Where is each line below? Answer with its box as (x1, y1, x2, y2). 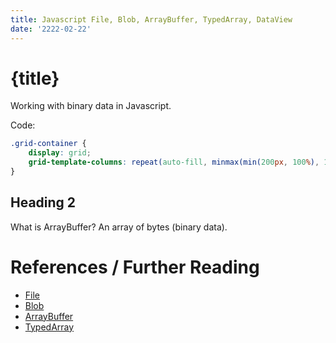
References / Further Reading (10, 256, 260, 278)
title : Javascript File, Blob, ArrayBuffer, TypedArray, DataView (10, 14, 293, 25)
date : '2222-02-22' (10, 24, 92, 34)
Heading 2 (10, 194, 77, 211)
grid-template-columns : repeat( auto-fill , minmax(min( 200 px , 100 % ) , (28, 157, 320, 168)
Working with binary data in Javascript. (10, 100, 172, 112)
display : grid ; (28, 148, 92, 158)
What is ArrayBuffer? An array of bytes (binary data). (10, 221, 228, 233)
